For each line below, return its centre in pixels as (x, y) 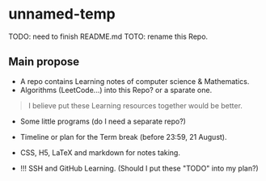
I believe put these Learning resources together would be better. (135, 105)
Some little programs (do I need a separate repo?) (103, 121)
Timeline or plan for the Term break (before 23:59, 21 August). (124, 137)
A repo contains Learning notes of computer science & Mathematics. (135, 81)
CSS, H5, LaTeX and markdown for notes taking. (100, 152)
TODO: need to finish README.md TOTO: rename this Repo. (108, 36)
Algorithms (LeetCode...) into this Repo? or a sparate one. (116, 90)
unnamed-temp (62, 14)
